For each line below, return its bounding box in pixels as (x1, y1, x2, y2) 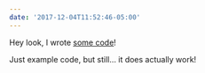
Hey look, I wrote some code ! (9, 37, 117, 47)
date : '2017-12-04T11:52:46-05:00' (9, 12, 141, 22)
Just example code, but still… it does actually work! (9, 54, 197, 64)
